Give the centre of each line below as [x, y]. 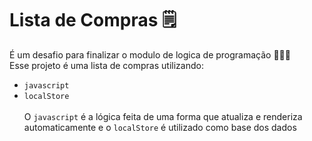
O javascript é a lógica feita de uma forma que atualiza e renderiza [163, 116]
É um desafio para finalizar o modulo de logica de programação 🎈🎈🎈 [150, 54]
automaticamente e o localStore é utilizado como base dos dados [160, 127]
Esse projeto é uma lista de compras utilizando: [106, 65]
